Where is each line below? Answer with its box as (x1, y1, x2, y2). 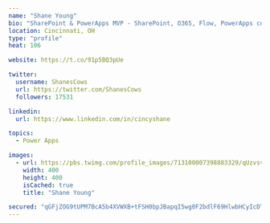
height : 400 (22, 173, 63, 181)
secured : (8, 203, 38, 211)
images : (8, 152, 35, 160)
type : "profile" (8, 34, 63, 43)
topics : (8, 129, 35, 137)
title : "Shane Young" (22, 189, 95, 197)
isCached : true (22, 181, 74, 189)
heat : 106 (8, 42, 42, 50)
